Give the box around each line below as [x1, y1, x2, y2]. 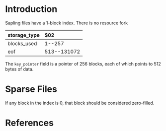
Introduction [5, 3, 58, 15]
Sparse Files [5, 83, 57, 95]
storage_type [7, 31, 40, 38]
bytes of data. [5, 66, 34, 72]
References [5, 118, 54, 129]
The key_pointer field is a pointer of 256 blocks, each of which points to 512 [5, 61, 162, 66]
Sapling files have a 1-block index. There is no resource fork [5, 20, 128, 26]
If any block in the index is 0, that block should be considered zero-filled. [5, 100, 155, 106]
